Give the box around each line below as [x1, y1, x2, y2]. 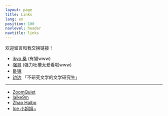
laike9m [12, 94, 29, 100]
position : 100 [5, 21, 35, 26]
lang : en [5, 16, 23, 21]
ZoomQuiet [12, 89, 36, 95]
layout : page [5, 7, 32, 12]
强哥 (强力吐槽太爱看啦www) [12, 62, 72, 67]
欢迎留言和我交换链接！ [5, 45, 53, 50]
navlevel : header [5, 26, 41, 31]
